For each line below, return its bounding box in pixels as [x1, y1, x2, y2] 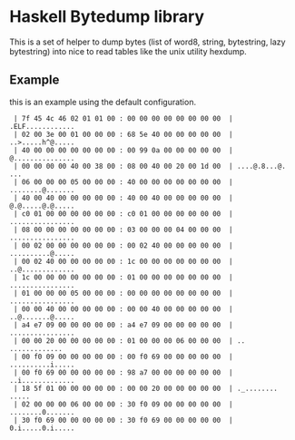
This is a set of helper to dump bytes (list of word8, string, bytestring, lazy [9, 36, 286, 47]
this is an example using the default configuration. [9, 96, 197, 107]
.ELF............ [9, 122, 75, 131]
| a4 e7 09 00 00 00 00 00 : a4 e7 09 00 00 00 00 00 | [13, 320, 233, 329]
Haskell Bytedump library [9, 6, 205, 27]
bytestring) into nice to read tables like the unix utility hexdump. [9, 45, 247, 56]
